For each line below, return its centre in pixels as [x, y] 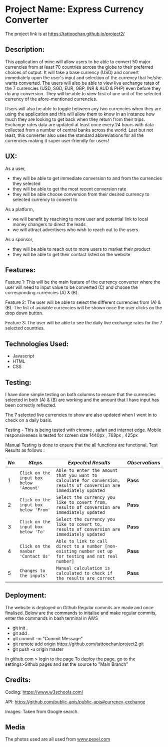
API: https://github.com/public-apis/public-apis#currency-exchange [75, 702]
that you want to [77, 476]
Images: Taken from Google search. [42, 711]
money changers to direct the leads [49, 224]
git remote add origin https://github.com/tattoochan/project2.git [78, 644]
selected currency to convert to [45, 200]
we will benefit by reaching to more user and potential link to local [80, 219]
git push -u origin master [38, 649]
